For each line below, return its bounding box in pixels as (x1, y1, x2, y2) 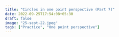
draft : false (5, 16, 32, 21)
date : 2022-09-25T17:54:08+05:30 (5, 12, 73, 16)
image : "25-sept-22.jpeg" (5, 20, 58, 25)
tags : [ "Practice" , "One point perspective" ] (5, 25, 99, 30)
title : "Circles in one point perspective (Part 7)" (5, 7, 115, 12)
